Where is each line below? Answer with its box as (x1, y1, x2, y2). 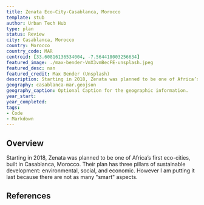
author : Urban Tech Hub (6, 20, 67, 26)
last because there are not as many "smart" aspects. (6, 174, 138, 181)
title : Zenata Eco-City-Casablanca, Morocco (6, 8, 121, 15)
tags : (6, 104, 20, 111)
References (6, 191, 51, 201)
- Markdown (6, 116, 34, 122)
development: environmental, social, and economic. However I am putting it (6, 167, 195, 174)
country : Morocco (6, 43, 50, 49)
